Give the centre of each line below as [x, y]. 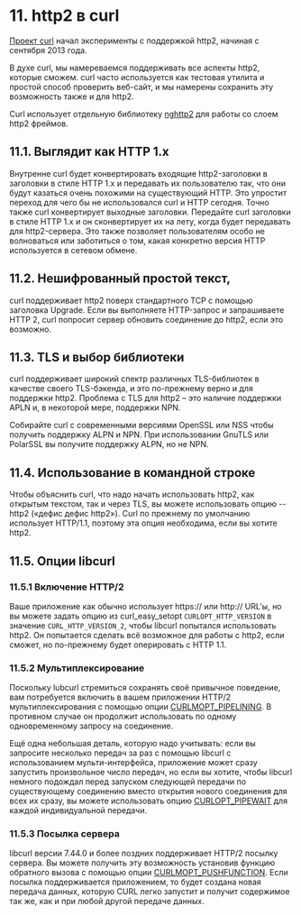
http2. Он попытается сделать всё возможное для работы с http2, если [147, 635]
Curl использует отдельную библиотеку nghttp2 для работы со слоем [144, 114]
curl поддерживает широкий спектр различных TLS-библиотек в [134, 379]
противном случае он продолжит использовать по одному [123, 717]
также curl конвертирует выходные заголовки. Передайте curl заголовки [150, 212]
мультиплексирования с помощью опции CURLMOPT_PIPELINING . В [141, 707]
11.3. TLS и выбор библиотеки [97, 357]
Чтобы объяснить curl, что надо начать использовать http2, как [132, 494]
